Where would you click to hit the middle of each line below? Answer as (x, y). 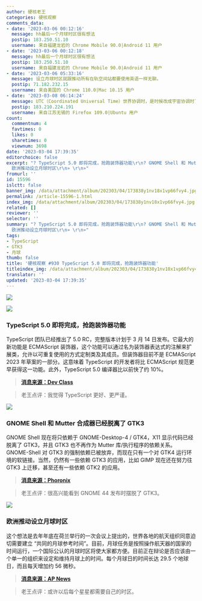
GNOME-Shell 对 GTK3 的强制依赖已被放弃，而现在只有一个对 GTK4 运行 (96, 452)
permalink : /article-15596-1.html (50, 196)
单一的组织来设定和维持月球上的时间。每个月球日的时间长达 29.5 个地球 (100, 558)
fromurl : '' (21, 174)
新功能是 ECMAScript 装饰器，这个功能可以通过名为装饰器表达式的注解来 (96, 347)
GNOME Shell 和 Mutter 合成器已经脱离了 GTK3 (75, 423)
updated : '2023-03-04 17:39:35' (47, 280)
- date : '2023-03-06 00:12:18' (45, 51)
